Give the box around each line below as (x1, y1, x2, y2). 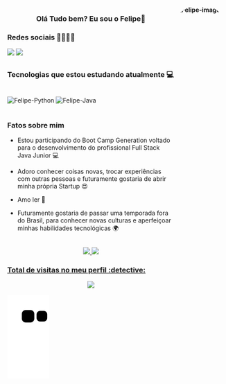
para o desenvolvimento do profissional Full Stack (17, 143, 160, 152)
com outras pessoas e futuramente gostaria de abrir (17, 175, 166, 183)
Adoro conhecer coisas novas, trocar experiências (17, 167, 162, 176)
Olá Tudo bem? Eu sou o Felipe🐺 (35, 14, 146, 24)
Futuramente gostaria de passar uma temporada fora (17, 209, 168, 218)
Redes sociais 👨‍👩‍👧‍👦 (7, 33, 76, 42)
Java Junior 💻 (17, 151, 59, 159)
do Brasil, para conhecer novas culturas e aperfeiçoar (17, 216, 171, 225)
